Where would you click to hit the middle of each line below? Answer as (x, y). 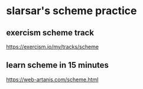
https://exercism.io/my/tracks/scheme (53, 47)
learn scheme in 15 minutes (58, 65)
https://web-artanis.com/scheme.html (52, 79)
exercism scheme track (50, 33)
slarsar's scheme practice (71, 11)
